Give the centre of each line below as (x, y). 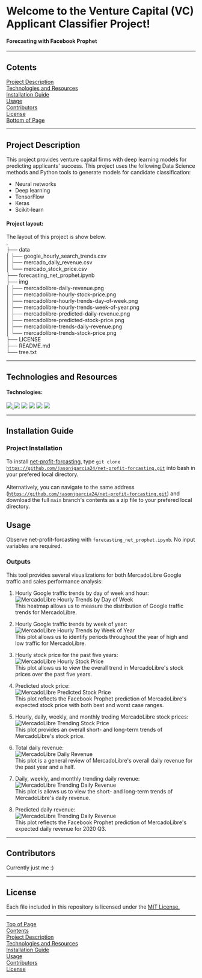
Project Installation (35, 448)
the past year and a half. (45, 767)
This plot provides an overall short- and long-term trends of (89, 729)
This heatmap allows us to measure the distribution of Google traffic (99, 606)
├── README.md (28, 346)
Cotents (22, 67)
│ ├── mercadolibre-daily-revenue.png (55, 288)
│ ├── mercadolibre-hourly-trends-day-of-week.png (72, 301)
